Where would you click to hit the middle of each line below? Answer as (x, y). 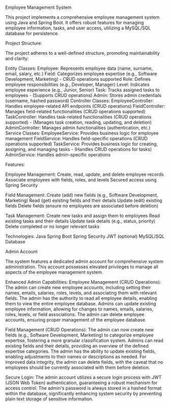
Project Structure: (24, 43)
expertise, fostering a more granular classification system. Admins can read (84, 340)
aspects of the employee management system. (54, 272)
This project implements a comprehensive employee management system (82, 17)
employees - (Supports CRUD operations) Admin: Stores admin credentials (83, 95)
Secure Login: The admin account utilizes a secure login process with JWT (83, 377)
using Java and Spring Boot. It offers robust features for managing (75, 23)
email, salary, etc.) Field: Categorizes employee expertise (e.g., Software (81, 74)
